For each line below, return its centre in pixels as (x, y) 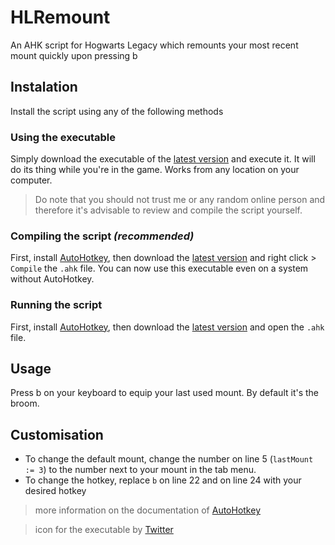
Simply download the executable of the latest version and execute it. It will (163, 159)
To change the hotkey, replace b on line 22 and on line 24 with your (163, 480)
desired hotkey (55, 491)
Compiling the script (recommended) (102, 236)
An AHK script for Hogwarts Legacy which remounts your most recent (154, 45)
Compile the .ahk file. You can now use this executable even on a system (159, 268)
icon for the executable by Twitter (104, 530)
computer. (31, 180)
